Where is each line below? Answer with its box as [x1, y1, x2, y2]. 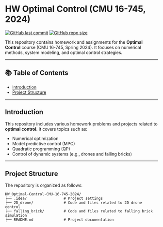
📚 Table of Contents [5, 69, 69, 77]
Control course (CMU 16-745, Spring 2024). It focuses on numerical [5, 44, 142, 50]
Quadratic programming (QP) [12, 146, 70, 152]
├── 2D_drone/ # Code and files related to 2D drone [5, 200, 142, 205]
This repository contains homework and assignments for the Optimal [5, 39, 143, 45]
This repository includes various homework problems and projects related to [5, 121, 158, 127]
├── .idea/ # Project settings [5, 196, 103, 201]
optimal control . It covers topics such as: [5, 126, 87, 132]
